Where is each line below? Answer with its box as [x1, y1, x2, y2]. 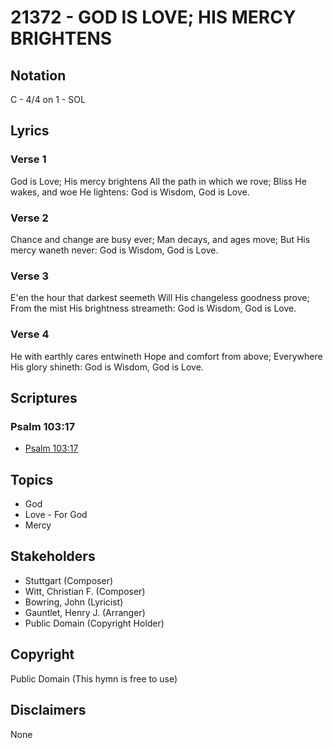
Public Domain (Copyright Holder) [24, 617, 165, 629]
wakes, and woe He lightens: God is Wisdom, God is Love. [10, 186, 250, 198]
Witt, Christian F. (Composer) [24, 585, 146, 597]
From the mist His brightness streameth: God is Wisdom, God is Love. [10, 302, 297, 315]
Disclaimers [10, 702, 87, 719]
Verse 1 [10, 152, 47, 166]
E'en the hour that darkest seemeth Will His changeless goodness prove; [10, 292, 310, 304]
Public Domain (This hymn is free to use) [10, 672, 178, 685]
